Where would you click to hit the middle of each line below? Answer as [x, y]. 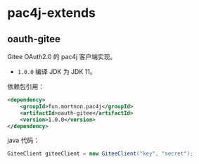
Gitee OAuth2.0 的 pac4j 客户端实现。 [62, 57]
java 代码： [24, 140]
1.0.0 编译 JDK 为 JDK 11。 [57, 71]
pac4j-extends [52, 13]
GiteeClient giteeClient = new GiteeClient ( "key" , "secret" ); [100, 154]
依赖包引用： [26, 87]
